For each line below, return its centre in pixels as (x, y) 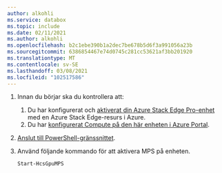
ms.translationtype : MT (41, 58)
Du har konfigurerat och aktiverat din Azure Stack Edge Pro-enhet (121, 110)
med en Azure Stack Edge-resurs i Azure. (87, 117)
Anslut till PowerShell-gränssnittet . (66, 138)
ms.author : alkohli (35, 39)
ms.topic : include (33, 26)
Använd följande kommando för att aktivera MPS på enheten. (104, 151)
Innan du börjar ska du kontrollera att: (70, 97)
